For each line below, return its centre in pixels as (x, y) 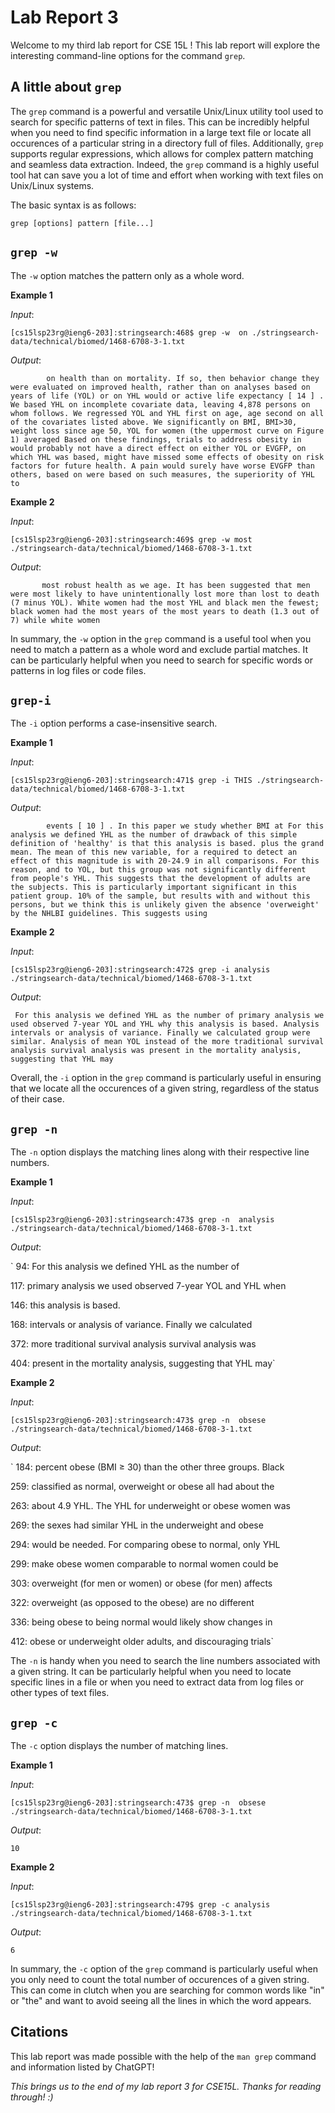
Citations (39, 2032)
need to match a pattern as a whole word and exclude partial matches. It (159, 649)
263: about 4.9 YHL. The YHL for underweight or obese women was (150, 1506)
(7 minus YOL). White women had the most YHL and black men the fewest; (165, 602)
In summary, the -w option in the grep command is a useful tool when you (161, 638)
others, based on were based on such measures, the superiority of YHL (162, 474)
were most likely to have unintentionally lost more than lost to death (165, 594)
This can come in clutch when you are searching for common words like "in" (167, 1990)
